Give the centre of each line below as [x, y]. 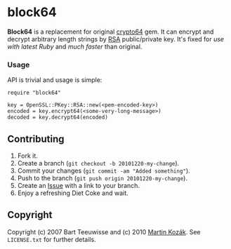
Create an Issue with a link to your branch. [79, 186]
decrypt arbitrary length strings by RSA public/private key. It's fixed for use [116, 39]
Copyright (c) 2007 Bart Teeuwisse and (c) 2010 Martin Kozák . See [104, 231]
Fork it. [28, 156]
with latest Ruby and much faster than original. [75, 46]
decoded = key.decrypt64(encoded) [58, 117]
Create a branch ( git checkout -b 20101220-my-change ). [98, 163]
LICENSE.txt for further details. [52, 239]
